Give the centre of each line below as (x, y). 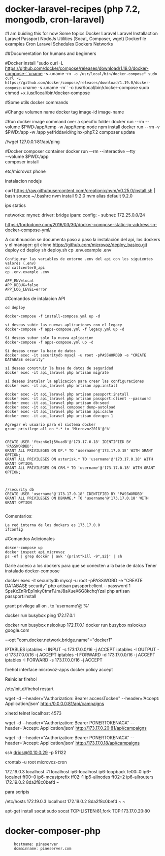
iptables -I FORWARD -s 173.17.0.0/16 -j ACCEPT (54, 660)
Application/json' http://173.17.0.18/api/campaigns (90, 743)
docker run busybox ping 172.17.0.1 (40, 615)
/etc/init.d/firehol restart (29, 689)
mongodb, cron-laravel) (55, 20)
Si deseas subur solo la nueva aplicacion (49, 338)
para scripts (17, 792)
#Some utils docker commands (37, 102)
